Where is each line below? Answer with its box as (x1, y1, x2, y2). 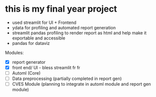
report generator (12, 59, 46, 65)
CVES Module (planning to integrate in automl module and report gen (12, 81, 151, 87)
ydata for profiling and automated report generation (12, 24, 116, 30)
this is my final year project (5, 3, 117, 15)
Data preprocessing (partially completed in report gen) (12, 76, 122, 81)
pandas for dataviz (12, 40, 50, 46)
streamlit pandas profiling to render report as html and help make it (12, 30, 147, 36)
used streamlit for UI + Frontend (12, 19, 77, 25)
